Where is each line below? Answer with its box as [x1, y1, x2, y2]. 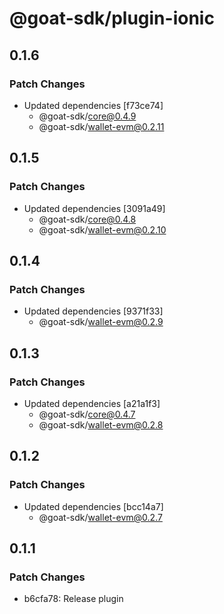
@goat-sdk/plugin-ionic [9, 7, 215, 30]
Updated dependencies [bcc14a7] [23, 500, 164, 512]
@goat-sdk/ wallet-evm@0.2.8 [38, 418, 164, 431]
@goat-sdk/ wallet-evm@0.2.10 [38, 223, 167, 236]
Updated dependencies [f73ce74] [23, 99, 164, 111]
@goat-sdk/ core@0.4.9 [38, 110, 137, 122]
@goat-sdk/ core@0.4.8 [38, 213, 137, 225]
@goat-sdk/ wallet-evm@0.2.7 [38, 511, 163, 523]
